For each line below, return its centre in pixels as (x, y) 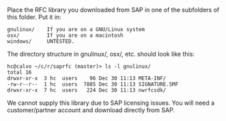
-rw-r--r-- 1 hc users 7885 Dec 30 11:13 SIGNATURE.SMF (93, 84)
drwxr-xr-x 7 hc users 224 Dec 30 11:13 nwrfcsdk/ (87, 90)
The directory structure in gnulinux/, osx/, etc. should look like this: (101, 54)
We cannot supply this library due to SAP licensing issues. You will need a (111, 103)
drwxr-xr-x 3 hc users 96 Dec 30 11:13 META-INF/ (87, 78)
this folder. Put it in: (34, 17)
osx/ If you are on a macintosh (66, 35)
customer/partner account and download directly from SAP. (91, 110)
